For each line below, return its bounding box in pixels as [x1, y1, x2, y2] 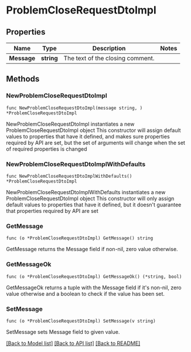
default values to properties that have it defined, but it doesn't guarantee [6, 201, 182, 208]
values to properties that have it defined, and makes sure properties [6, 133, 170, 140]
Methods [6, 74, 40, 84]
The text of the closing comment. [63, 54, 155, 62]
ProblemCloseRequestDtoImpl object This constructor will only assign [6, 195, 175, 202]
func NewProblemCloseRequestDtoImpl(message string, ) [6, 105, 143, 111]
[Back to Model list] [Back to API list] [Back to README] [6, 340, 141, 347]
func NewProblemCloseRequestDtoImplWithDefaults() [6, 173, 132, 179]
